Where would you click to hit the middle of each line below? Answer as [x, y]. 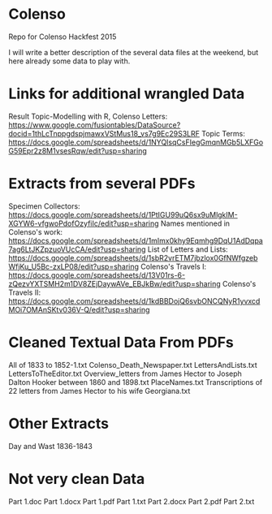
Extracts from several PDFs [102, 184]
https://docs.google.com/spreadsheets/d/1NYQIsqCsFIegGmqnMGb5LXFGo [136, 142]
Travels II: [25, 292]
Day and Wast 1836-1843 [51, 446]
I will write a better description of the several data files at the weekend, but [133, 52]
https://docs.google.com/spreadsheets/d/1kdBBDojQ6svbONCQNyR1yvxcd [134, 300]
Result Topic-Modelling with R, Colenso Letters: [88, 116]
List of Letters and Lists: [188, 249]
